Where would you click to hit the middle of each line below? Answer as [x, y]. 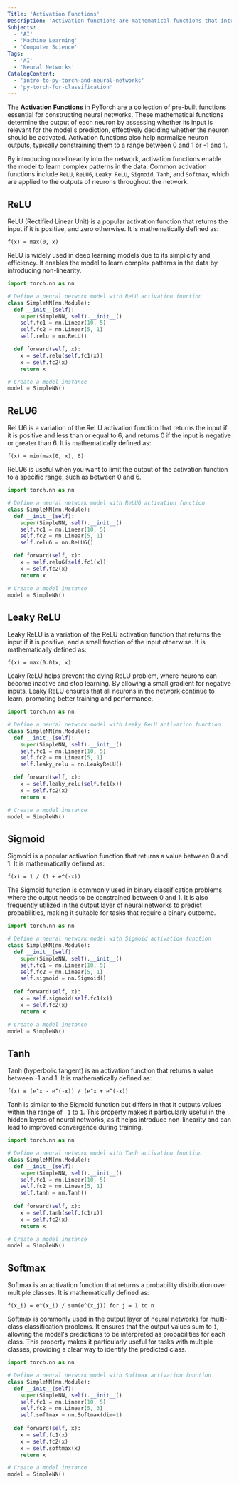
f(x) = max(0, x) [33, 242]
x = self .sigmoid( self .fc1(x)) [67, 998]
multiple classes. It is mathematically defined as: [78, 1293]
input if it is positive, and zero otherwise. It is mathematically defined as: [113, 229]
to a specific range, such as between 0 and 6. [74, 477]
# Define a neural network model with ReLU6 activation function [106, 503]
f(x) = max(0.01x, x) [39, 663]
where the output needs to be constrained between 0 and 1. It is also [108, 898]
